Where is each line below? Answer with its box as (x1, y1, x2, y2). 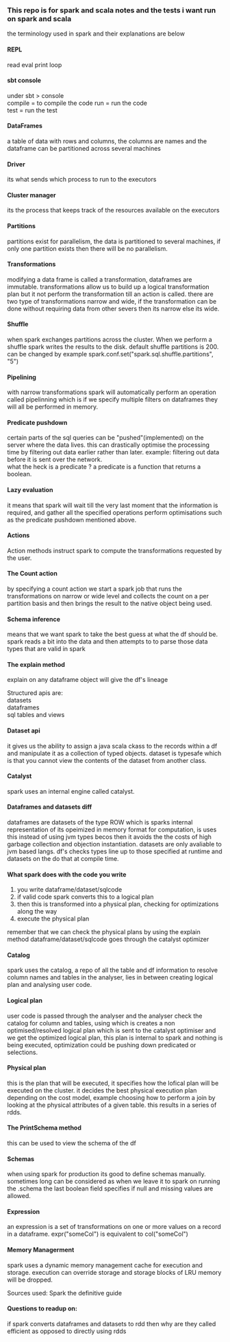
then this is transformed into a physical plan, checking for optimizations (16, 900, 219, 908)
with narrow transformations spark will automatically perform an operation (7, 388, 217, 396)
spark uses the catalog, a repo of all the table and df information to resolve (7, 966, 218, 975)
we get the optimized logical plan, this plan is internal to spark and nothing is (7, 1034, 223, 1042)
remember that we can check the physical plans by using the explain (7, 928, 201, 936)
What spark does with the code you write (7, 870, 127, 879)
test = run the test (7, 106, 58, 114)
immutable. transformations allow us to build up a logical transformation (7, 282, 210, 291)
